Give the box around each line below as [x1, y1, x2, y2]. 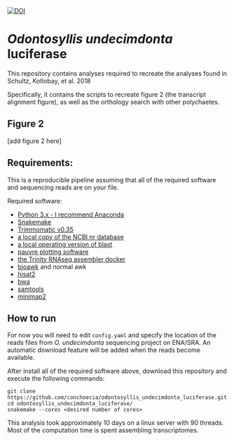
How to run [7, 312, 57, 324]
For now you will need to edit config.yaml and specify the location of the [7, 331, 217, 339]
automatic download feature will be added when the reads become [7, 346, 201, 354]
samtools [17, 285, 44, 293]
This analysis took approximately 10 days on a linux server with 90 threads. [7, 419, 224, 427]
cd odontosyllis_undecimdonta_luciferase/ [7, 400, 133, 407]
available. [7, 353, 35, 362]
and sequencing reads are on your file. [7, 183, 119, 191]
